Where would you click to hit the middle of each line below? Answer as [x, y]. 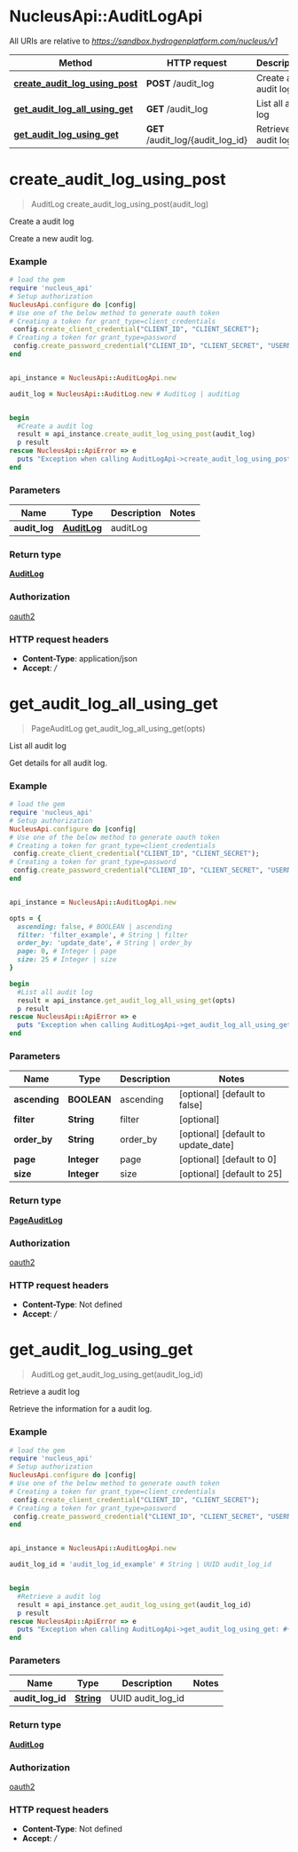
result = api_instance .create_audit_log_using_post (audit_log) [136, 434]
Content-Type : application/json [79, 658]
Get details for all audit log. [59, 763]
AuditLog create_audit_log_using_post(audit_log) [120, 204]
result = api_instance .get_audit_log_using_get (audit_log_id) [134, 1604]
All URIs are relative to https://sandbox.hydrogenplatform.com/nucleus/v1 [143, 41]
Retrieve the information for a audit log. [81, 1409]
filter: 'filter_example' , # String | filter [103, 935]
